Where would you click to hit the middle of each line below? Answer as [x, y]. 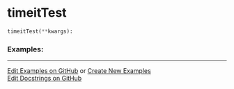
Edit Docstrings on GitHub [45, 79]
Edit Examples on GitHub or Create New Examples [79, 71]
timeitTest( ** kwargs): [40, 31]
